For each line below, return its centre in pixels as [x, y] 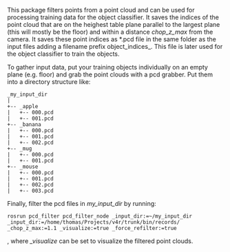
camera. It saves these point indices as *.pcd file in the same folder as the [112, 39]
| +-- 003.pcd [30, 191]
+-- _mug [20, 149]
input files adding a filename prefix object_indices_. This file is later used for [115, 46]
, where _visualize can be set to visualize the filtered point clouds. [100, 241]
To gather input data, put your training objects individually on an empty [108, 67]
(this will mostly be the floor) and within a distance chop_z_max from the [110, 32]
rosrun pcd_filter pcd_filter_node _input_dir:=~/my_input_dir [100, 216]
